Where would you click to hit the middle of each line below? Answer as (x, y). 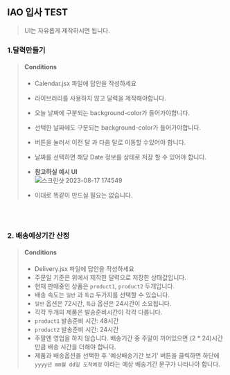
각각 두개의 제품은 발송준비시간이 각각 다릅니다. (98, 312)
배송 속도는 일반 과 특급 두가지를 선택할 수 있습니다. (102, 295)
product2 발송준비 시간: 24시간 (77, 330)
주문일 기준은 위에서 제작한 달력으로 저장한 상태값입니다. (110, 278)
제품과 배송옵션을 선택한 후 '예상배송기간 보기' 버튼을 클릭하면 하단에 (127, 356)
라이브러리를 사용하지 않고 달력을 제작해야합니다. (100, 98)
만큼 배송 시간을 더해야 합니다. (75, 347)
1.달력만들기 (26, 50)
